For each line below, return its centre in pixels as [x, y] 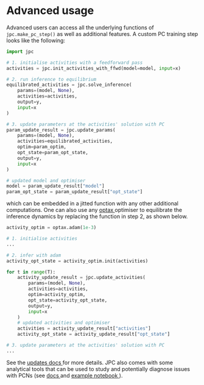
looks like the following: [36, 40]
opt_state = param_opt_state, [53, 153]
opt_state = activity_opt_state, [68, 300]
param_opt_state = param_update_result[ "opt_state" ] [75, 192]
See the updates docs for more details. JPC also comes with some [90, 362]
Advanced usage [50, 11]
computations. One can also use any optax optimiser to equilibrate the [94, 210]
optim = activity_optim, [57, 295]
